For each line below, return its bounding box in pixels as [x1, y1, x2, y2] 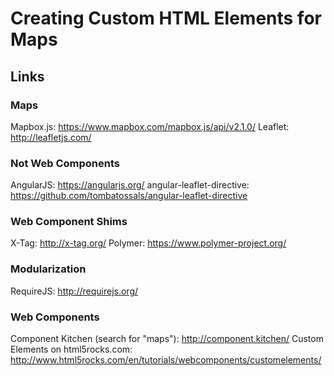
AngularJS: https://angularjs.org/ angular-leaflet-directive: [10, 179, 250, 191]
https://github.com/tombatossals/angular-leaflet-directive [10, 190, 248, 202]
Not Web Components [10, 156, 121, 170]
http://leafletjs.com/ [10, 131, 92, 143]
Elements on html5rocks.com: [10, 343, 133, 356]
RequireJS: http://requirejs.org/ [10, 285, 139, 297]
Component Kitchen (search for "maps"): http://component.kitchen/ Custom [10, 333, 324, 345]
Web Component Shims [10, 215, 128, 229]
